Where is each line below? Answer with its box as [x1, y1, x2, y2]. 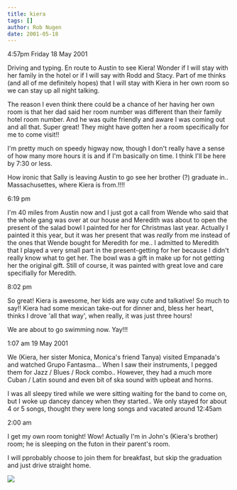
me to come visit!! [7, 130, 60, 139]
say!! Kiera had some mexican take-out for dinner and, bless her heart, [7, 304, 214, 313]
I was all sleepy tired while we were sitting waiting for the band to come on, [7, 390, 227, 398]
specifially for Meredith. [7, 269, 77, 278]
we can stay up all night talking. [7, 86, 100, 95]
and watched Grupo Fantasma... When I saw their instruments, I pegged [7, 360, 218, 369]
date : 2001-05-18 [7, 30, 59, 38]
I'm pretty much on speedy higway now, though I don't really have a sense [7, 144, 225, 153]
